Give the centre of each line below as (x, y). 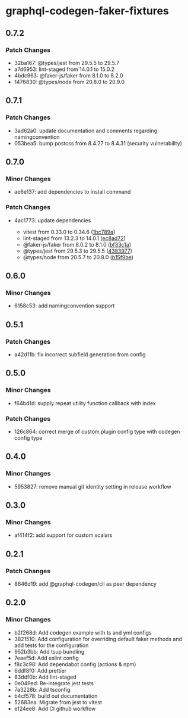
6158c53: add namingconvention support (64, 306)
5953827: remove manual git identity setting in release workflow (93, 486)
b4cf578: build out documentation (56, 696)
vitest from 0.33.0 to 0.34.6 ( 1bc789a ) (69, 232)
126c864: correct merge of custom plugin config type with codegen (97, 431)
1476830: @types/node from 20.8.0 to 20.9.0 (69, 82)
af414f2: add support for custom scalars (63, 535)
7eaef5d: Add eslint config (47, 658)
